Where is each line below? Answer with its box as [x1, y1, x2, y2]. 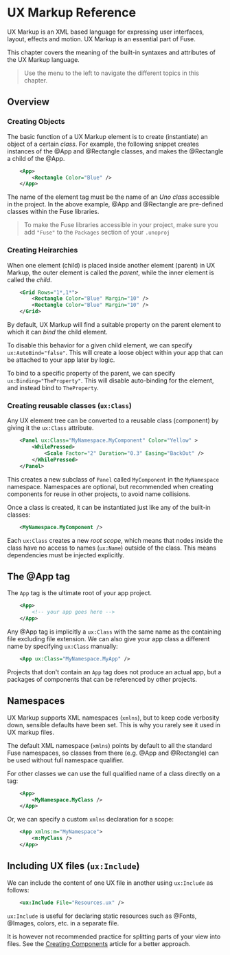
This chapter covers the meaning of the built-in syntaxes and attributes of [7, 48, 216, 56]
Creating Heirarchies [7, 246, 78, 255]
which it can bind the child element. [7, 328, 108, 336]
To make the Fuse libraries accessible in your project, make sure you [23, 221, 218, 229]
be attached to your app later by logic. [7, 356, 115, 364]
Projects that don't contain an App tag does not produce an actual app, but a [7, 667, 222, 676]
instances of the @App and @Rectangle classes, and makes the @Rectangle [7, 147, 224, 155]
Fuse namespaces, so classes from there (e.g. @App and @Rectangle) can [7, 749, 219, 757]
